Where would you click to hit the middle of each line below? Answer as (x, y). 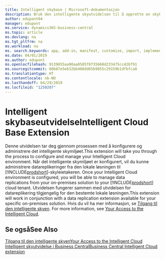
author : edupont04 (24, 19)
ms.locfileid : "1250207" (30, 87)
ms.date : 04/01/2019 (26, 55)
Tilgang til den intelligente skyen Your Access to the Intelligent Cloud (74, 241)
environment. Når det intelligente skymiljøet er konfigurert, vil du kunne (77, 162)
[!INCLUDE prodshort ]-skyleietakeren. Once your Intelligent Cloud (71, 172)
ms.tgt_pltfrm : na (24, 42)
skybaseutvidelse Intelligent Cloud (77, 122)
